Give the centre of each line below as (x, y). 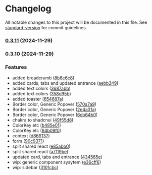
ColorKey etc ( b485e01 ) (37, 125)
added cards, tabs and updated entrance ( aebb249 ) (65, 83)
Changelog (28, 9)
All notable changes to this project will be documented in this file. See (76, 22)
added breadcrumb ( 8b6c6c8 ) (43, 78)
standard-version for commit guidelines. (46, 27)
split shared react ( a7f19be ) (40, 152)
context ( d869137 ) (31, 136)
